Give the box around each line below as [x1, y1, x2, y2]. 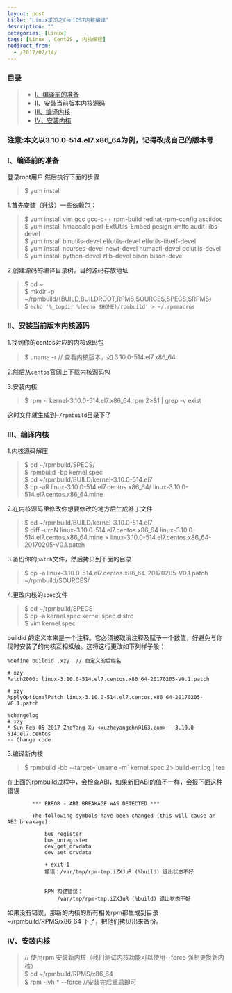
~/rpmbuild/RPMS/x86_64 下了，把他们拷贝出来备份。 [7, 917, 163, 925]
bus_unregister [44, 837, 89, 844]
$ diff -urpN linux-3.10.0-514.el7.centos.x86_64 [24, 525, 158, 534]
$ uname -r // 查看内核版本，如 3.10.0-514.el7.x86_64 [24, 352, 176, 361]
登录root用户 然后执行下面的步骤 [7, 173, 100, 181]
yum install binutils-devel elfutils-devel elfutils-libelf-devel [30, 237, 197, 245]
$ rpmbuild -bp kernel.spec [24, 468, 103, 476]
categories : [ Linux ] [7, 29, 67, 37]
